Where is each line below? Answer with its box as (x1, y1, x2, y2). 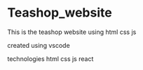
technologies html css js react (7, 54, 94, 63)
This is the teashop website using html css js (7, 28, 137, 36)
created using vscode (7, 41, 70, 49)
